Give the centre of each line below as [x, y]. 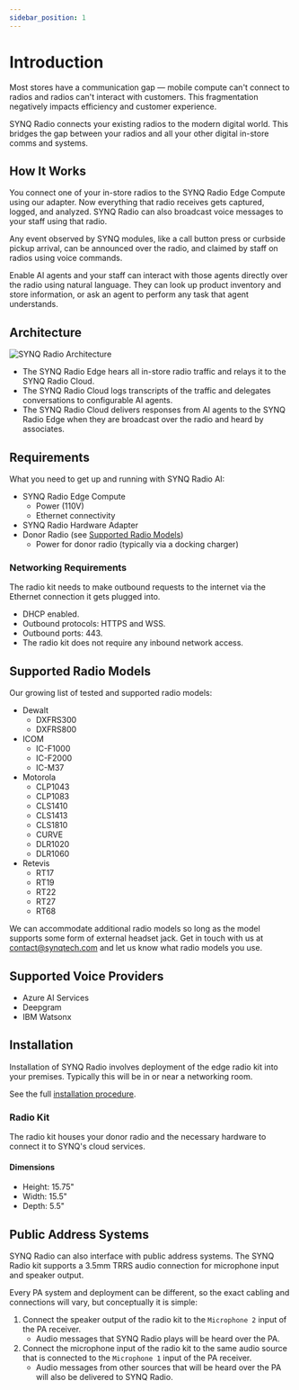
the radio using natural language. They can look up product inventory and [145, 285]
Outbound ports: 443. [62, 633]
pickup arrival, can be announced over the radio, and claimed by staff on [144, 248]
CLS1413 [52, 816]
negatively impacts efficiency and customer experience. [113, 106]
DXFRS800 [56, 729]
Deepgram [42, 1007]
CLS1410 [52, 806]
